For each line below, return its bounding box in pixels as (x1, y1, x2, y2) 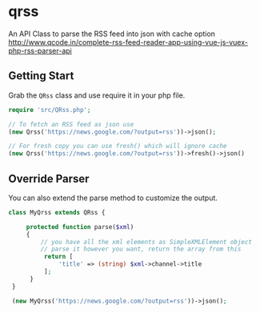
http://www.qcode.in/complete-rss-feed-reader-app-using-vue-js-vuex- (8, 37, 248, 46)
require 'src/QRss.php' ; (8, 106, 91, 114)
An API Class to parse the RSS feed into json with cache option (8, 29, 216, 38)
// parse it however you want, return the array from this (40, 245, 242, 254)
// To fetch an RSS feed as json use (8, 120, 134, 128)
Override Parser (8, 171, 90, 186)
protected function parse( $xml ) (26, 223, 134, 231)
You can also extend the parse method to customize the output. (8, 193, 218, 203)
